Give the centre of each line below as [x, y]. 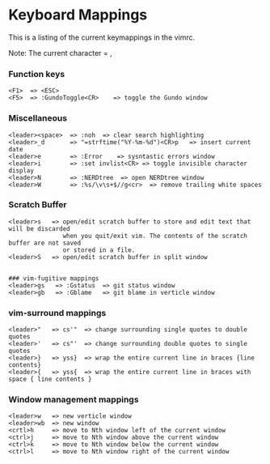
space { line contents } [50, 379]
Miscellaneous [38, 118]
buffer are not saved [45, 243]
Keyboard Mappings [78, 15]
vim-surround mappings [57, 313]
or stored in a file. [99, 250]
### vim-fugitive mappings [54, 278]
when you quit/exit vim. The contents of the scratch [155, 236]
